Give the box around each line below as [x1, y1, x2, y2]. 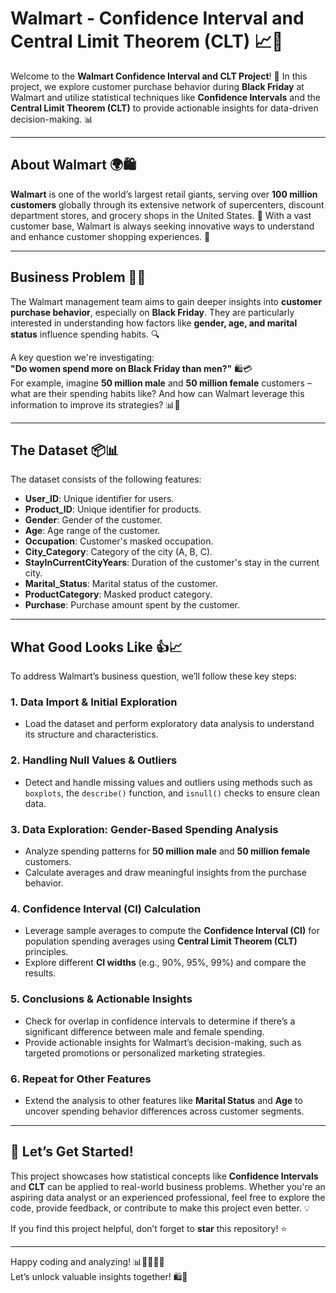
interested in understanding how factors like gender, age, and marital [10, 317, 298, 329]
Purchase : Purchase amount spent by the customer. [24, 599, 240, 611]
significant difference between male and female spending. [24, 1025, 265, 1037]
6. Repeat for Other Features [10, 1072, 152, 1086]
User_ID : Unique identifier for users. [24, 493, 175, 505]
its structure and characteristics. [24, 728, 159, 741]
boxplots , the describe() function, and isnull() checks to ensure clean [24, 787, 321, 799]
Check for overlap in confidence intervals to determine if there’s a [24, 1015, 296, 1027]
